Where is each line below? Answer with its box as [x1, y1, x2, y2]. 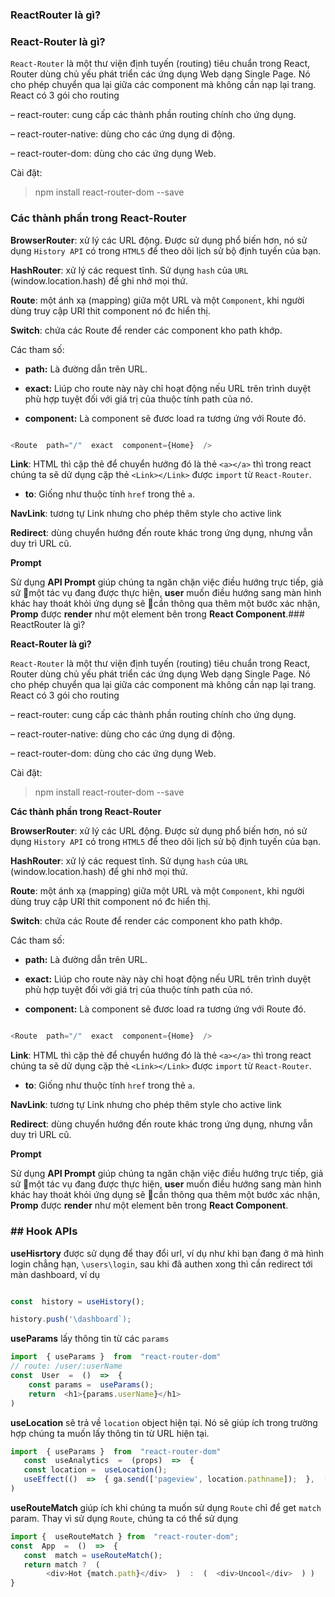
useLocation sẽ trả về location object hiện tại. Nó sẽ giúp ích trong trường [10, 1416, 318, 1428]
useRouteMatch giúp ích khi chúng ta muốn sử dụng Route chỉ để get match [10, 1501, 322, 1513]
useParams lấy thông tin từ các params [10, 1333, 170, 1345]
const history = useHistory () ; [10, 1296, 145, 1307]
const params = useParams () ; [28, 1379, 155, 1390]
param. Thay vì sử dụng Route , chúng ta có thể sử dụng [10, 1512, 239, 1524]
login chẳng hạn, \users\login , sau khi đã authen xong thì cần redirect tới [10, 1258, 313, 1270]
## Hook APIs [10, 1224, 78, 1238]
